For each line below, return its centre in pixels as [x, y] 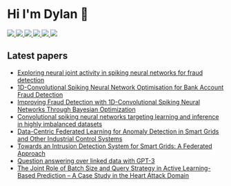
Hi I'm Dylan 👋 [48, 14]
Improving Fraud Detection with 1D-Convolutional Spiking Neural [109, 102]
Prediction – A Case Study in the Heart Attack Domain [113, 175]
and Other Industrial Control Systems [70, 138]
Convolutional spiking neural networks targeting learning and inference [118, 116]
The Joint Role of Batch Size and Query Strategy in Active [99, 168]
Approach [31, 153]
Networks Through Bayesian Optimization [76, 109]
